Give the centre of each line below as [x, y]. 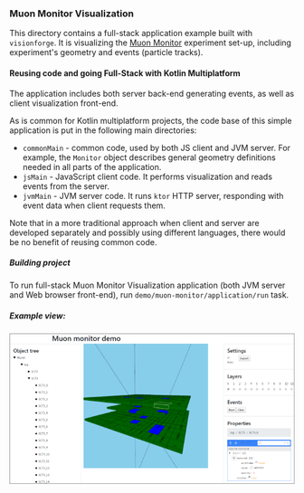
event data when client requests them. [94, 205]
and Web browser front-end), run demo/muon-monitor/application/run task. [149, 295]
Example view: [38, 316]
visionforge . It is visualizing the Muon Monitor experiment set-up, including [151, 43]
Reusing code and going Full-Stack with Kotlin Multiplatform [125, 73]
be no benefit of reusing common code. [83, 242]
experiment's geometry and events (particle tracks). [106, 52]
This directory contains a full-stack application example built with [131, 33]
